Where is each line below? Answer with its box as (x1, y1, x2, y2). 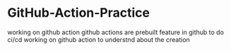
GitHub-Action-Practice (7, 5, 150, 21)
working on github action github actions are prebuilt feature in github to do (7, 28, 225, 36)
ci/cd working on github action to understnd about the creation (7, 35, 191, 43)
